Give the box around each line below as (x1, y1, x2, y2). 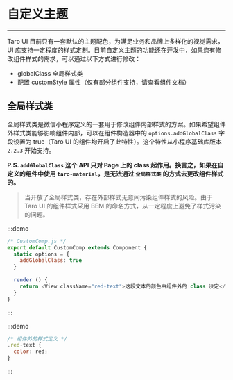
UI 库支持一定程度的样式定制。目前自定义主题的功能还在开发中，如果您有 (7, 46, 216, 54)
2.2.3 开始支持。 (7, 146, 55, 154)
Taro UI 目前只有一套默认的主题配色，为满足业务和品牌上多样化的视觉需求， (7, 37, 224, 45)
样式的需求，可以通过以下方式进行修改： (25, 54, 141, 63)
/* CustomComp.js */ (7, 238, 67, 245)
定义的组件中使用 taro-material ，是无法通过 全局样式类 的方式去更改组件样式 (7, 170, 224, 178)
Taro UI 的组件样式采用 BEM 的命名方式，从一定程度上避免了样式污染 (24, 201, 222, 210)
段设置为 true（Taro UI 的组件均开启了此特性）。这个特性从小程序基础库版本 (7, 137, 222, 146)
